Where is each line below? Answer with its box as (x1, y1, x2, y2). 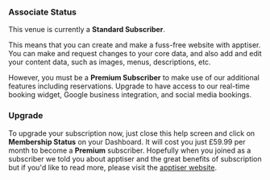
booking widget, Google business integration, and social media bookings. (8, 90, 252, 100)
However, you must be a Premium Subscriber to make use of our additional (8, 73, 260, 83)
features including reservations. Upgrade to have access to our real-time (8, 81, 250, 91)
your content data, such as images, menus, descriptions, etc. (8, 57, 211, 67)
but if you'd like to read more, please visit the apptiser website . (8, 162, 218, 172)
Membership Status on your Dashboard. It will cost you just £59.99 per (8, 137, 246, 146)
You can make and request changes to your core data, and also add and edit (8, 49, 262, 59)
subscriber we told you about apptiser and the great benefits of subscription (8, 153, 262, 163)
